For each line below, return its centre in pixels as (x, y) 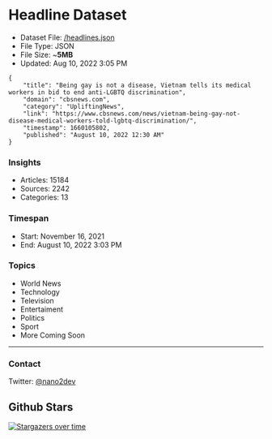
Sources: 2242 (45, 189)
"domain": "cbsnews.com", (67, 99)
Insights (25, 162)
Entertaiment (41, 309)
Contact (25, 364)
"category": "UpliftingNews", (74, 106)
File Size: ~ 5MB (47, 54)
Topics (22, 265)
